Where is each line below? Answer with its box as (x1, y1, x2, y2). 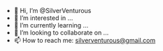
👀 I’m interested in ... (13, 14, 73, 22)
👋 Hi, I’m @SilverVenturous (13, 7, 92, 14)
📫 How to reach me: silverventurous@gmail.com (13, 37, 156, 44)
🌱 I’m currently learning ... (13, 21, 89, 29)
